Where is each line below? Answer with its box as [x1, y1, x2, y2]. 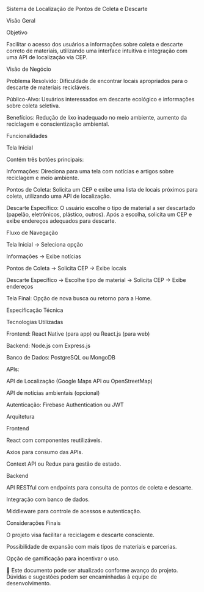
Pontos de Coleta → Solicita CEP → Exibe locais [6, 265, 126, 272]
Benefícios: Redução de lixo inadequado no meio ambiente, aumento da [6, 114, 188, 121]
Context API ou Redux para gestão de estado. [6, 460, 122, 467]
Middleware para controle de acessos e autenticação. [6, 508, 142, 514]
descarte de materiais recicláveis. [6, 84, 92, 91]
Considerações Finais [6, 519, 61, 527]
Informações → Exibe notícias [6, 253, 81, 260]
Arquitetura [6, 413, 35, 420]
